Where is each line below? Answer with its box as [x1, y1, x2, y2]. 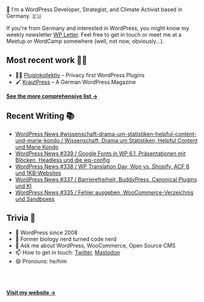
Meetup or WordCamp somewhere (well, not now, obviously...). [6, 37, 164, 45]
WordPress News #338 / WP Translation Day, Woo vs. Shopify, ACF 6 [15, 163, 190, 170]
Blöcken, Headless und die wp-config [15, 156, 110, 163]
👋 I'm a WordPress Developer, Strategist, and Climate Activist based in [6, 6, 183, 13]
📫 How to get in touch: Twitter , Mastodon [15, 249, 121, 256]
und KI [15, 182, 32, 190]
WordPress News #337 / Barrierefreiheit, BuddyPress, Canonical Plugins [15, 175, 197, 183]
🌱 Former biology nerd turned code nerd [15, 235, 117, 243]
